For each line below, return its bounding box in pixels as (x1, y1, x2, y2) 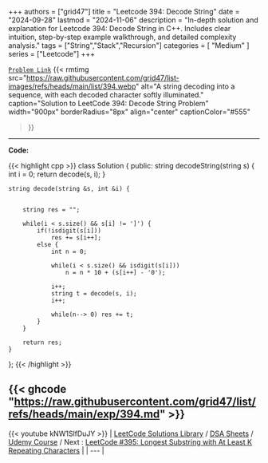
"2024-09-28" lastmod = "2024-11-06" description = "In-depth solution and (8, 15, 259, 25)
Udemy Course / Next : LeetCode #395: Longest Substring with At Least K (8, 437, 253, 446)
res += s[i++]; (50, 234, 102, 242)
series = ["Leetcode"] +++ (8, 49, 96, 58)
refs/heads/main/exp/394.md (8, 407, 160, 421)
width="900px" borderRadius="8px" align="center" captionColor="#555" (8, 107, 251, 117)
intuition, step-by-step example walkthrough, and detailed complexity (8, 32, 237, 42)
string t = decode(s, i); (50, 290, 137, 298)
